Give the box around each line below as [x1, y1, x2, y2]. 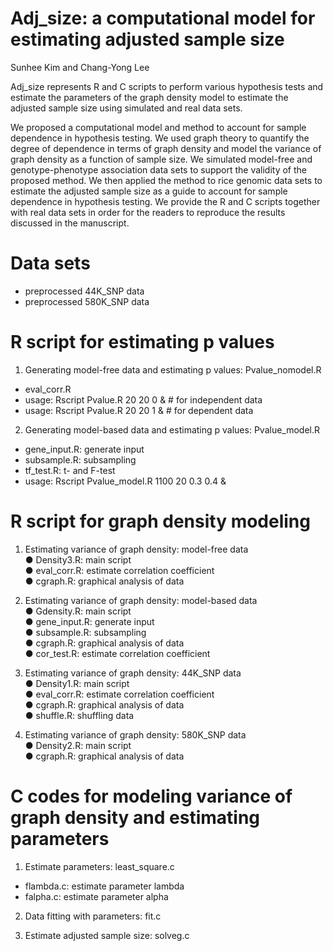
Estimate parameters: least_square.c [24, 860, 175, 872]
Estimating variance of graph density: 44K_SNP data [24, 667, 242, 679]
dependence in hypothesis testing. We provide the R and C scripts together [10, 195, 321, 207]
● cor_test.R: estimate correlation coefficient [24, 647, 211, 659]
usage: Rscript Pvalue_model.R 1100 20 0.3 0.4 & [24, 475, 227, 487]
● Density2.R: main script [24, 739, 132, 751]
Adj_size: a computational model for [10, 7, 316, 30]
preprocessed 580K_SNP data [24, 295, 150, 307]
